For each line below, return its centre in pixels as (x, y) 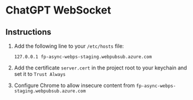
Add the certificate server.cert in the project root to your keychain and (100, 68)
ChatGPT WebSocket (58, 10)
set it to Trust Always (40, 74)
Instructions (28, 32)
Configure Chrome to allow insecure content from (74, 85)
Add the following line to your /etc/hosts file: (69, 46)
